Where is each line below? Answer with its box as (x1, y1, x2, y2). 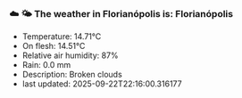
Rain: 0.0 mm (21, 60, 71, 70)
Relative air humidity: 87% (21, 50, 119, 61)
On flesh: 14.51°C (21, 41, 86, 52)
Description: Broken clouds (21, 69, 122, 80)
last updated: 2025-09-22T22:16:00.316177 (21, 78, 182, 89)
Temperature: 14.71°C (21, 31, 102, 42)
